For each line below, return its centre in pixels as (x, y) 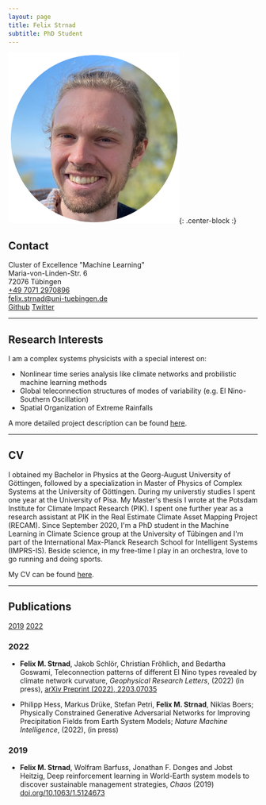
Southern (35, 399)
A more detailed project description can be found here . (98, 423)
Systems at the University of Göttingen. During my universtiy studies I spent (132, 491)
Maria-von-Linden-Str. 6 (48, 273)
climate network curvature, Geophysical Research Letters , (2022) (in (132, 680)
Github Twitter (31, 307)
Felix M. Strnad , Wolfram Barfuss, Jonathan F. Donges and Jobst (126, 768)
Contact (28, 246)
